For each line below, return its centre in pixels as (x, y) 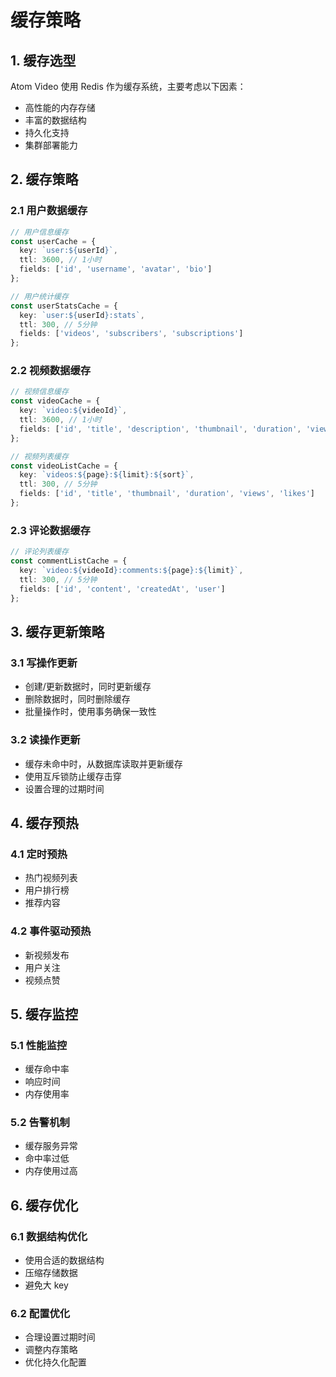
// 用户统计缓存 (39, 296)
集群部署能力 (51, 145)
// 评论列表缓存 (39, 552)
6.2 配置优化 (40, 1314)
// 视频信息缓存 (39, 392)
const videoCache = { (55, 401)
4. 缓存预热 (44, 822)
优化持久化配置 (55, 1362)
